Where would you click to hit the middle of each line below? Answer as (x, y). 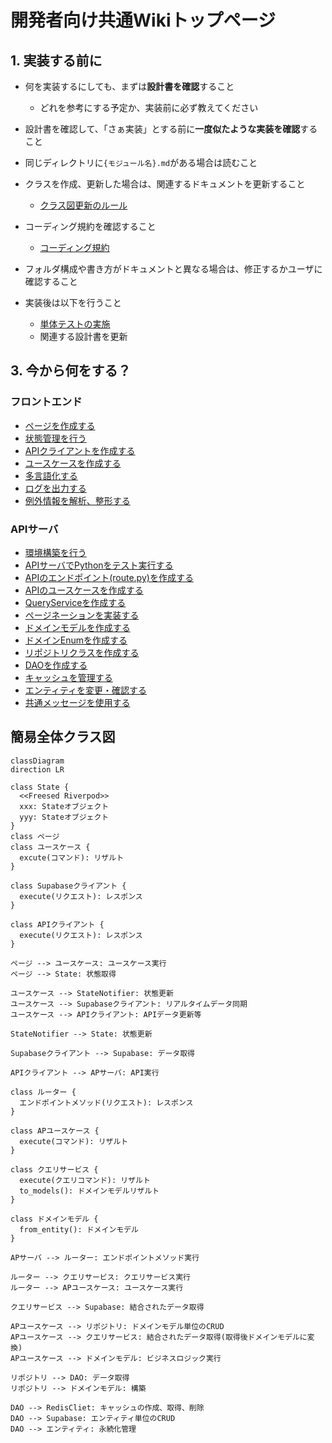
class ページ (35, 836)
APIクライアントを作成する (80, 450)
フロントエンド (46, 402)
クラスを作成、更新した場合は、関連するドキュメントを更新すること (165, 184)
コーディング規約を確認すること (90, 226)
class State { (40, 787)
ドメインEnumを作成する (76, 640)
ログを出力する (55, 488)
